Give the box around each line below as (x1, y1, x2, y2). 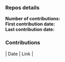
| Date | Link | (5, 50, 34, 57)
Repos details (5, 4, 40, 11)
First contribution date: (5, 21, 55, 27)
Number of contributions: (5, 16, 60, 22)
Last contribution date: (5, 26, 55, 33)
